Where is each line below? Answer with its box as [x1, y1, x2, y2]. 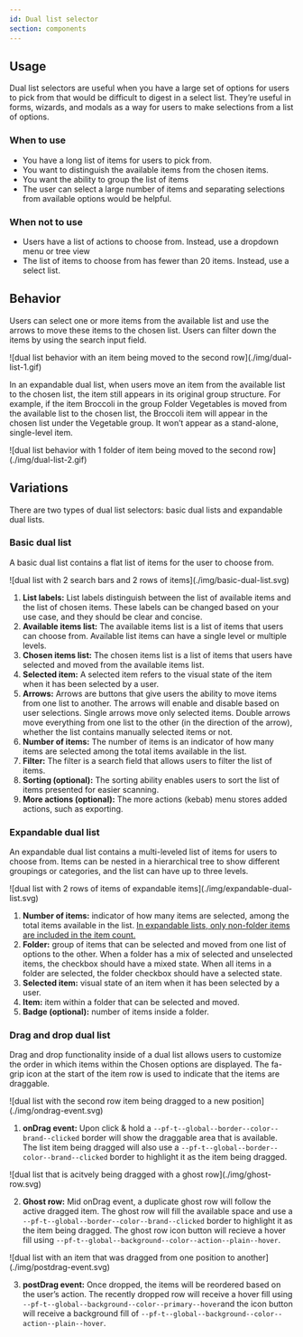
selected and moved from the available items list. [22, 659, 205, 670]
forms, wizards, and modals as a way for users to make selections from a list [9, 102, 294, 113]
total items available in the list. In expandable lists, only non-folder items [22, 920, 290, 931]
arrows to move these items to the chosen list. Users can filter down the [9, 325, 277, 335]
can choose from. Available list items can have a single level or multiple [22, 630, 287, 641]
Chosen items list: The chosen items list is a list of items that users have [22, 649, 293, 660]
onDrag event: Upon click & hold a [22, 1123, 151, 1134]
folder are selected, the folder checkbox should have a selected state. [22, 968, 282, 979]
